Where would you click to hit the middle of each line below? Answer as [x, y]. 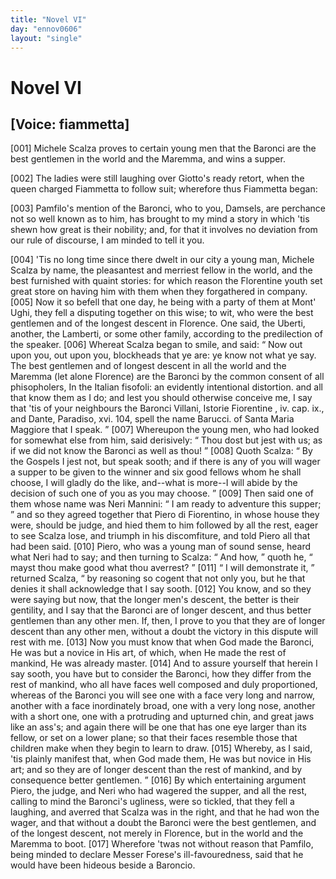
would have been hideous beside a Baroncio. [103, 865]
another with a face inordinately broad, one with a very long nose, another [163, 706]
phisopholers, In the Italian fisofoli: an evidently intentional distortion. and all [167, 387]
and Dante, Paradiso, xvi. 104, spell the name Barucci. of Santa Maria [152, 419]
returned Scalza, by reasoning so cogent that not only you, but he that [158, 578]
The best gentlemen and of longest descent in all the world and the [148, 366]
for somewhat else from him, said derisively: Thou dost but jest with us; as [166, 440]
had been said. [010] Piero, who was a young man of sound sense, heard [161, 547]
